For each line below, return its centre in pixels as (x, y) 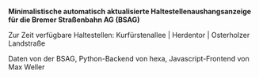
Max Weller (27, 67)
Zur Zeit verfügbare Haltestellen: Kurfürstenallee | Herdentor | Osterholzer (129, 35)
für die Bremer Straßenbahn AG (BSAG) (74, 20)
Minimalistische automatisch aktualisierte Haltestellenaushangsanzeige (130, 11)
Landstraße (27, 43)
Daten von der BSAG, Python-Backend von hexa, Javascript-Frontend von (129, 59)
